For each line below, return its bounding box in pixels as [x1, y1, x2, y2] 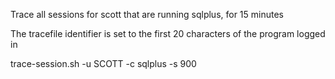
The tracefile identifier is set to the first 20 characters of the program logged [10, 28, 326, 39]
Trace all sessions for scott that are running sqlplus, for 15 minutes [10, 9, 285, 20]
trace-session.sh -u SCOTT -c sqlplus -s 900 [10, 58, 197, 69]
